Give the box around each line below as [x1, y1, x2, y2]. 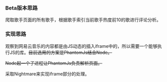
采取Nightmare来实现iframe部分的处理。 [5, 70, 90, 76]
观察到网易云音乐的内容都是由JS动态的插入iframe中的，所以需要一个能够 [5, 43, 158, 49]
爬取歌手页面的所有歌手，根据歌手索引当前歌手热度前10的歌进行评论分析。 [5, 17, 161, 23]
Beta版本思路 [5, 4, 38, 11]
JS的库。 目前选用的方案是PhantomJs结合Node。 [9, 49, 113, 55]
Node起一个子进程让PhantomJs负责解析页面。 [5, 60, 103, 66]
